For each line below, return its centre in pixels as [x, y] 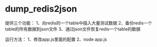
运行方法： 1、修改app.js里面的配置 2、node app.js [56, 39]
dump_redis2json [41, 9]
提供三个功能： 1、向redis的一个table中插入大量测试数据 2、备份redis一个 [78, 23]
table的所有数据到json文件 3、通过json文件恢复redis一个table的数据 [73, 29]
